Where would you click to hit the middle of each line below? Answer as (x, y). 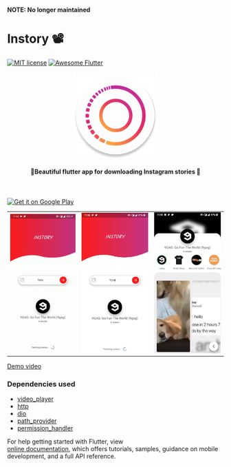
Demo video (24, 366)
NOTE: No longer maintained (49, 10)
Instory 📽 (35, 39)
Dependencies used (41, 384)
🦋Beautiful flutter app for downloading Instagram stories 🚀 (115, 172)
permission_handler (45, 428)
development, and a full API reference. (62, 456)
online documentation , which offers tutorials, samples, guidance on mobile (113, 449)
